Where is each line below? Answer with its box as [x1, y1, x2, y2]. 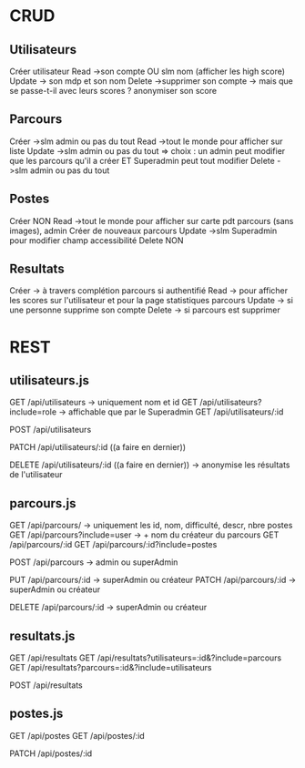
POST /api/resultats [9, 680, 84, 691]
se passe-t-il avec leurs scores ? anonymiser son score [9, 86, 217, 96]
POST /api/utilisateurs [9, 425, 92, 435]
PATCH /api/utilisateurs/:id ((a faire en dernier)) [9, 442, 187, 453]
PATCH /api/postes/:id [9, 748, 93, 759]
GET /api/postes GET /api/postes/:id [9, 730, 146, 741]
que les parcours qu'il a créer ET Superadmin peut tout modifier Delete [9, 155, 275, 166]
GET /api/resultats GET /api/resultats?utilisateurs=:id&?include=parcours [9, 652, 282, 663]
